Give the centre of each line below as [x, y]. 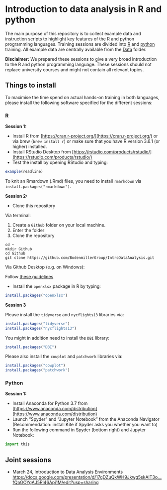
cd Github [15, 253]
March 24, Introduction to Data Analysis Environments [68, 472]
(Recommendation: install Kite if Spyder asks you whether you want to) [85, 425]
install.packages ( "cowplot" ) [35, 366]
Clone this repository [34, 206]
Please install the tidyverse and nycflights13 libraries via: [65, 314]
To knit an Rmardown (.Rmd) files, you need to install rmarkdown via [73, 181]
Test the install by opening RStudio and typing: [60, 162]
